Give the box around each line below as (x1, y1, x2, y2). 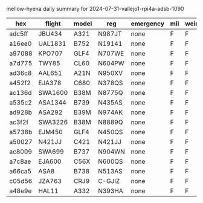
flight (45, 19, 62, 28)
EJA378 (38, 79, 62, 87)
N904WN (97, 147, 125, 156)
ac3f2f (9, 118, 29, 126)
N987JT (97, 30, 122, 38)
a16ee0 (9, 39, 32, 48)
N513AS (97, 167, 123, 175)
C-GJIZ (97, 177, 120, 185)
